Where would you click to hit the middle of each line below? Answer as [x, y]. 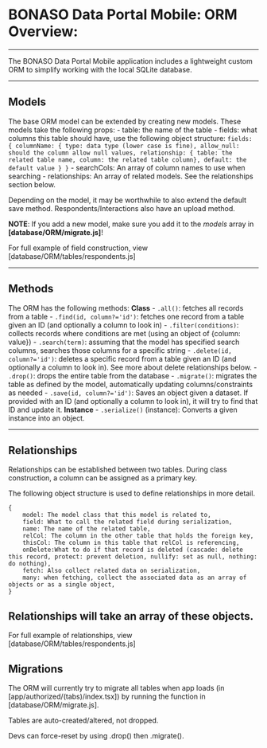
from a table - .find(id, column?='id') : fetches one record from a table [126, 316]
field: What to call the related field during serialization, [128, 522]
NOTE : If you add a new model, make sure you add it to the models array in [131, 224]
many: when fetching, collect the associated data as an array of [135, 578]
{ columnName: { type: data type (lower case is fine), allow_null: [124, 146]
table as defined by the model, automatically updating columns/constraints [130, 384]
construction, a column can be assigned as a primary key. [103, 478]
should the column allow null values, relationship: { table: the [120, 153]
